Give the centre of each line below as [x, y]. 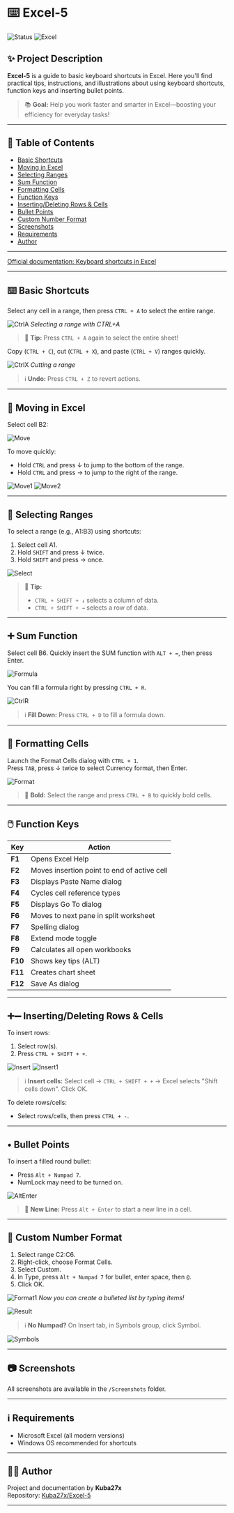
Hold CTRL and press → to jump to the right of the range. [97, 473]
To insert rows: [29, 1033]
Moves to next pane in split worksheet [93, 916]
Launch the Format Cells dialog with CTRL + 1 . [73, 760]
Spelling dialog [55, 927]
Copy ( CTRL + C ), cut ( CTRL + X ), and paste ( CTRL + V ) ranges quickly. [107, 352]
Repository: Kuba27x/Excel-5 [49, 1496]
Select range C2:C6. [46, 1254]
